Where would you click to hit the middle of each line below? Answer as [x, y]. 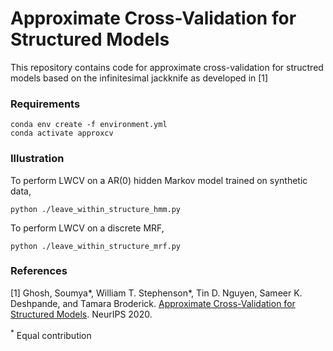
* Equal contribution [51, 334]
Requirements [45, 104]
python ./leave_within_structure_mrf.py [96, 246]
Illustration [37, 159]
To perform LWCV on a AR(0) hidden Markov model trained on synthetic [159, 180]
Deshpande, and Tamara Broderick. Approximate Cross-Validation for [153, 303]
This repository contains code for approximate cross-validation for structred [167, 67]
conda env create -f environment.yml [89, 125]
